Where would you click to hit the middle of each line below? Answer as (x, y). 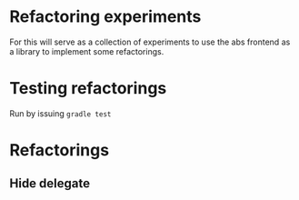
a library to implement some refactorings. (87, 51)
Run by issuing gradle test (60, 113)
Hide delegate (50, 184)
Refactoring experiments (105, 17)
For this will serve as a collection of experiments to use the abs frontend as (150, 42)
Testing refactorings (88, 89)
